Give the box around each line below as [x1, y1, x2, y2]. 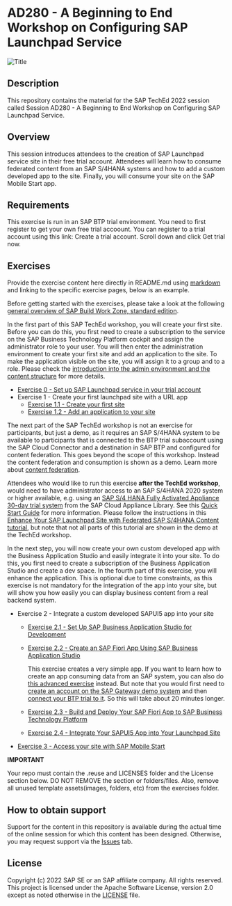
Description [7, 78, 59, 90]
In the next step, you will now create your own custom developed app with [7, 544, 220, 553]
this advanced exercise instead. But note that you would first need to [27, 680, 224, 688]
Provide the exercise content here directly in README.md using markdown [7, 278, 221, 287]
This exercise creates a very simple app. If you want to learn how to [27, 665, 222, 673]
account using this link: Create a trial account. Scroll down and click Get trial [7, 232, 226, 241]
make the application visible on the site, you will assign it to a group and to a [7, 357, 226, 366]
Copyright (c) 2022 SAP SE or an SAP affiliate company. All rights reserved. [7, 875, 224, 884]
